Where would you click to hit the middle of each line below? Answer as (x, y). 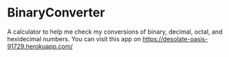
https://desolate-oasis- (175, 38)
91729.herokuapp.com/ (40, 46)
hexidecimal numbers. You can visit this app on (74, 38)
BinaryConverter (56, 13)
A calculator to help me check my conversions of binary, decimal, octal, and (115, 32)
